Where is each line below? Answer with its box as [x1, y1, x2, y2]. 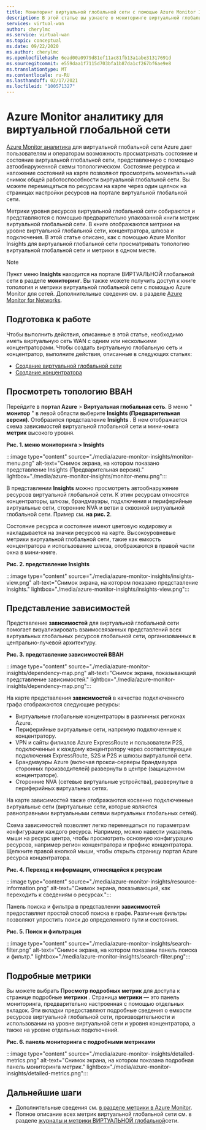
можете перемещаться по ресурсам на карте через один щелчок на [6, 182, 187, 189]
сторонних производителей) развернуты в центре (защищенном [15, 765, 185, 772]
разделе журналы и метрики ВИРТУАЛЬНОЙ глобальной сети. [15, 1117, 179, 1124]
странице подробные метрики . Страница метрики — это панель [6, 994, 180, 1001]
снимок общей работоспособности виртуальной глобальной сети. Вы [6, 176, 190, 183]
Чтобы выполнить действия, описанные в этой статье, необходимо [6, 330, 184, 338]
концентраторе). [15, 772, 59, 779]
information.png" [6, 885, 50, 892]
